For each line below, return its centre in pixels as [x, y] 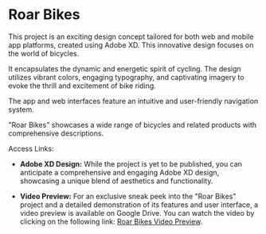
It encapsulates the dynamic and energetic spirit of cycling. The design [125, 68]
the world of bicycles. [44, 53]
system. [21, 109]
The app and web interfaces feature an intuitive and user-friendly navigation [133, 101]
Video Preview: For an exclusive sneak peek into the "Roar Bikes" [128, 196]
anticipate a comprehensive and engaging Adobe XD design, [119, 172]
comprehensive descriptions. [56, 133]
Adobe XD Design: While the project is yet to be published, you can [131, 163]
